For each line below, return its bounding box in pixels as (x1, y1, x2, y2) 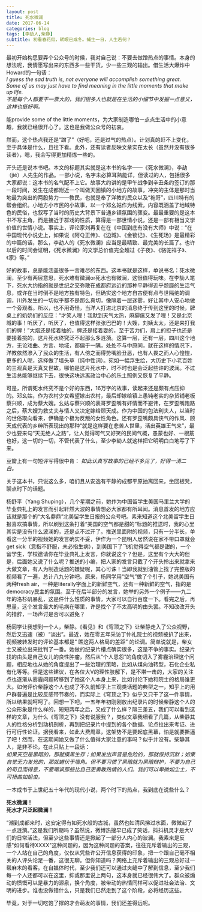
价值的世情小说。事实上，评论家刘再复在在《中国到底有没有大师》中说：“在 (6, 224, 193, 231)
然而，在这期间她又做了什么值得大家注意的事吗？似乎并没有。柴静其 (22, 736, 190, 743)
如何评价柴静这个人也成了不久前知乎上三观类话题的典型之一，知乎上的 (16, 683, 190, 690)
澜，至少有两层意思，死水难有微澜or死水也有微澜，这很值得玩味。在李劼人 (6, 274, 190, 281)
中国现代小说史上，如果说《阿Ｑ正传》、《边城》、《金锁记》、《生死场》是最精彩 (6, 232, 195, 238)
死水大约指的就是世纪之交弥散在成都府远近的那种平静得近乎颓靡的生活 (16, 282, 190, 289)
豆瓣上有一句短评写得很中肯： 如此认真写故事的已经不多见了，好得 (6, 458, 171, 464)
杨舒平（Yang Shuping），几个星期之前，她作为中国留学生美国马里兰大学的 (6, 498, 191, 505)
